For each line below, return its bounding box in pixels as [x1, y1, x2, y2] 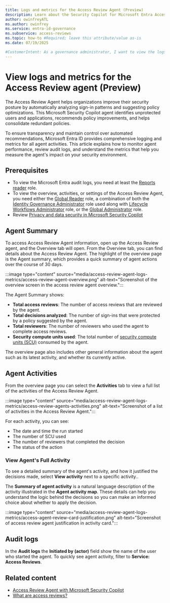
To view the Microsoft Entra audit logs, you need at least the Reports [12, 180, 156, 186]
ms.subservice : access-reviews [5, 31, 71, 36]
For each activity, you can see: [5, 418, 69, 424]
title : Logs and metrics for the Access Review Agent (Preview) [5, 7, 144, 13]
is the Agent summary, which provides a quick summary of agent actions [5, 256, 157, 262]
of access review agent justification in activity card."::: [5, 520, 118, 526]
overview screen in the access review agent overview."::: [5, 282, 124, 288]
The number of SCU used [12, 434, 66, 439]
